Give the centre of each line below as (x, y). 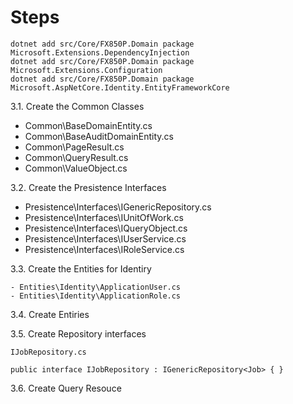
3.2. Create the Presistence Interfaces (88, 187)
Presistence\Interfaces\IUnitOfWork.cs (104, 217)
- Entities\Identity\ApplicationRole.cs (96, 296)
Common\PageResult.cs (74, 147)
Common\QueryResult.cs (76, 157)
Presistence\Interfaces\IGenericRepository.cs (118, 207)
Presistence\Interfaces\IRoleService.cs (104, 249)
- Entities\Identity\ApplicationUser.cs (96, 287)
